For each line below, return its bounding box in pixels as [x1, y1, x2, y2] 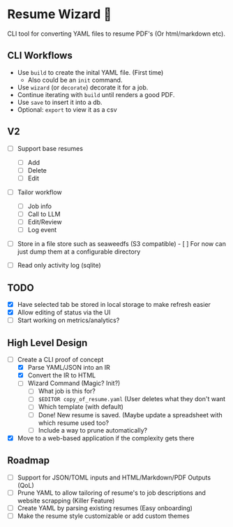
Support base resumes [17, 144, 84, 152]
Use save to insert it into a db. [17, 98, 103, 106]
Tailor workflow [17, 188, 62, 196]
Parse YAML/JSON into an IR [27, 363, 110, 372]
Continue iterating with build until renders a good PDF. [17, 90, 175, 99]
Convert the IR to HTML [27, 371, 96, 380]
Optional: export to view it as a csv [17, 105, 117, 114]
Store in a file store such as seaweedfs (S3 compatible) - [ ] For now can [17, 240, 227, 248]
